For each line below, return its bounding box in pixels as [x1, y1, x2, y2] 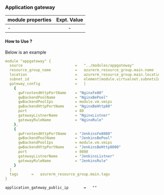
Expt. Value [56, 17, 83, 23]
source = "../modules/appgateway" [9, 63, 134, 68]
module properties [7, 17, 52, 23]
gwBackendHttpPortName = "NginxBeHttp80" [18, 104, 112, 109]
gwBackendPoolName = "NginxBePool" [18, 95, 108, 100]
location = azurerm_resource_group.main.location [9, 72, 163, 77]
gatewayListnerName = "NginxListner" [18, 113, 110, 118]
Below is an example [5, 49, 46, 55]
